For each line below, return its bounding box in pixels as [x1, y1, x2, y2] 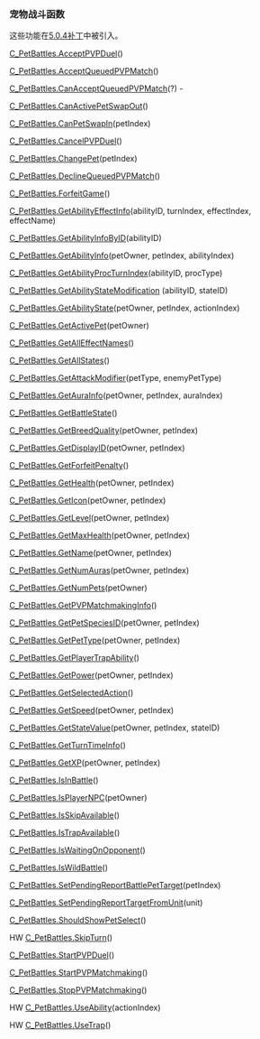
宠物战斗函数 [9, 7, 66, 20]
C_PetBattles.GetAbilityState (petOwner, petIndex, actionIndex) [9, 302, 240, 313]
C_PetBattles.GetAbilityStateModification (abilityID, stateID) [9, 285, 229, 296]
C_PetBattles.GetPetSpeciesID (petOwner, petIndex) [9, 617, 200, 628]
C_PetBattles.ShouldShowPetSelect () [9, 914, 147, 926]
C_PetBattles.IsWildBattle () [9, 862, 109, 873]
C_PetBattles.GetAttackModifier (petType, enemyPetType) [9, 373, 222, 384]
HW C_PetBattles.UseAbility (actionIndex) [9, 1002, 161, 1013]
